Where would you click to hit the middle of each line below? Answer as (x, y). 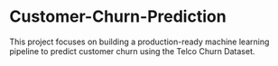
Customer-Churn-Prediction (118, 17)
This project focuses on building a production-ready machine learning (139, 42)
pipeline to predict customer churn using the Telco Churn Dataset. (132, 51)
